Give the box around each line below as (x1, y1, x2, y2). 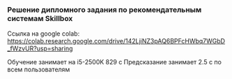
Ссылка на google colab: (7, 29, 80, 38)
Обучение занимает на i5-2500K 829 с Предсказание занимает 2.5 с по (7, 58, 222, 66)
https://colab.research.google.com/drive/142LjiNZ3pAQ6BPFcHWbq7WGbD (7, 37, 225, 45)
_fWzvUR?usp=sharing (7, 44, 73, 53)
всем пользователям (7, 65, 70, 74)
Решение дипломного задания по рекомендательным (7, 5, 202, 15)
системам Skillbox (7, 13, 73, 23)
